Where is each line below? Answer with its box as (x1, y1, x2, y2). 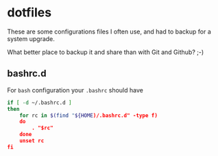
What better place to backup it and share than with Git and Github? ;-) (7, 48, 204, 56)
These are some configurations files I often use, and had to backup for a (7, 27, 211, 36)
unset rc (19, 138, 45, 144)
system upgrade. (7, 34, 55, 42)
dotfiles (7, 5, 52, 21)
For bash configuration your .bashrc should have (7, 86, 144, 94)
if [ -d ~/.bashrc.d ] (7, 99, 72, 106)
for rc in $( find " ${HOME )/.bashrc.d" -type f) (19, 112, 158, 119)
